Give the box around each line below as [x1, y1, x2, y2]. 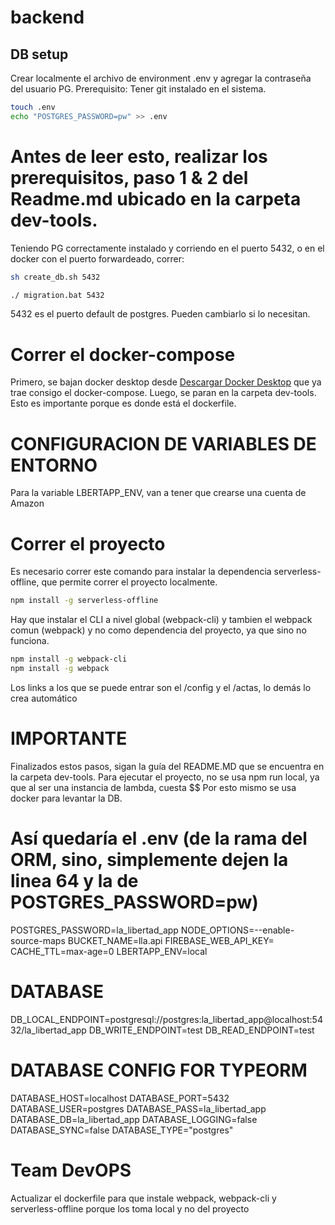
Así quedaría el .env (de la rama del [10, 827, 308, 850]
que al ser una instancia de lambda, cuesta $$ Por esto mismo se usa [10, 781, 297, 793]
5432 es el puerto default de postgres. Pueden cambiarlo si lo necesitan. [10, 308, 311, 320]
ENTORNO [10, 454, 98, 476]
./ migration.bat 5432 [10, 290, 105, 300]
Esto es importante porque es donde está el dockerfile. [10, 397, 237, 410]
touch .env [10, 102, 56, 112]
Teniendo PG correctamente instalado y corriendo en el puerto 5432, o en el [10, 242, 325, 254]
